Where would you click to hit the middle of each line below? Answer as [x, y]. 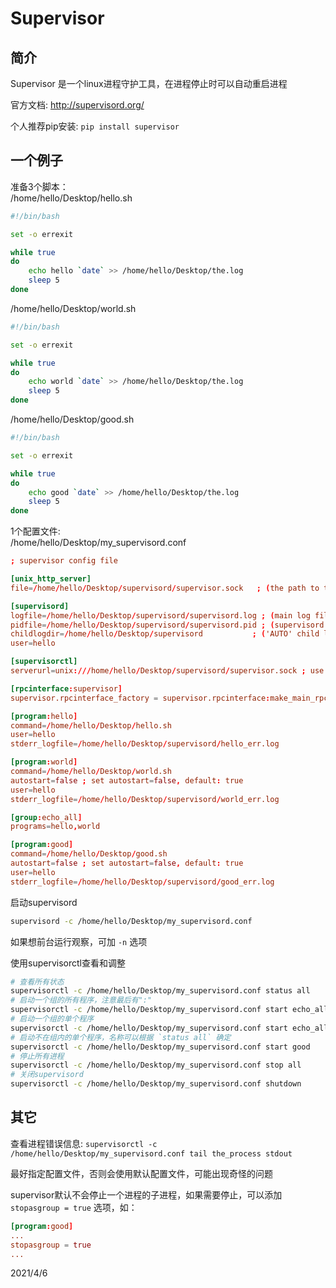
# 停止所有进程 [37, 1056]
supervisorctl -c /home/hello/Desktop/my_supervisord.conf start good [160, 1047]
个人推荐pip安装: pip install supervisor [95, 126]
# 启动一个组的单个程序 [52, 1019]
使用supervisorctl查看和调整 [68, 963]
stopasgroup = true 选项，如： [74, 1207]
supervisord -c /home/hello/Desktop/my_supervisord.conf [131, 921]
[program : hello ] [44, 716]
